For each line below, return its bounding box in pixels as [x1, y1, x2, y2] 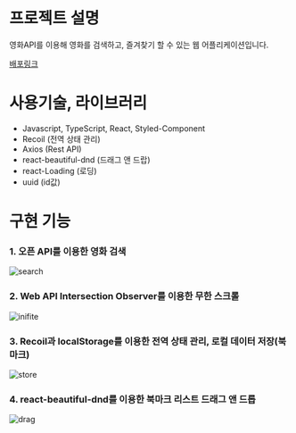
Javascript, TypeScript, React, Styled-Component [21, 122, 206, 134]
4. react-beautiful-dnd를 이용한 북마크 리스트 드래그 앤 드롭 [9, 393, 256, 405]
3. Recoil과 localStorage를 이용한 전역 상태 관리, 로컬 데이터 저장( [9, 335, 278, 347]
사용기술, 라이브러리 [9, 93, 147, 113]
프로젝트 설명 [9, 8, 100, 29]
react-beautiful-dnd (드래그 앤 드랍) [21, 154, 151, 165]
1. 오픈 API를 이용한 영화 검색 [9, 245, 127, 257]
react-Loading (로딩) [21, 165, 97, 176]
